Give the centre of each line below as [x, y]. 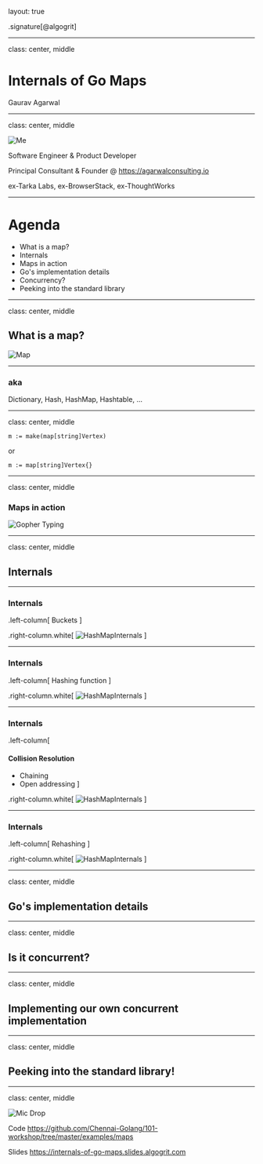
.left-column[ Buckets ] [45, 620]
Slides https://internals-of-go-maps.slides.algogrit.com [97, 1151]
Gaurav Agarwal [34, 102]
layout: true [27, 11]
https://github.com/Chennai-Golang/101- [92, 1128]
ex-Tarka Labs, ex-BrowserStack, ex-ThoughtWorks [92, 186]
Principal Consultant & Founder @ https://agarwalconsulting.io [109, 170]
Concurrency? [42, 280]
